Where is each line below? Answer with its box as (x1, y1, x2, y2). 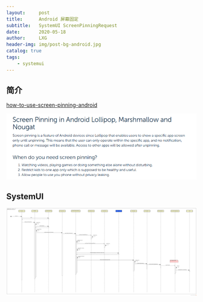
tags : (6, 54, 20, 60)
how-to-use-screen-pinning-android (6, 101, 98, 109)
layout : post (6, 10, 50, 16)
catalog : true (6, 48, 42, 54)
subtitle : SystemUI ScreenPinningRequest (6, 22, 118, 28)
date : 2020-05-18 (6, 29, 66, 35)
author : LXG (6, 35, 47, 42)
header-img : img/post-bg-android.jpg (6, 42, 101, 48)
